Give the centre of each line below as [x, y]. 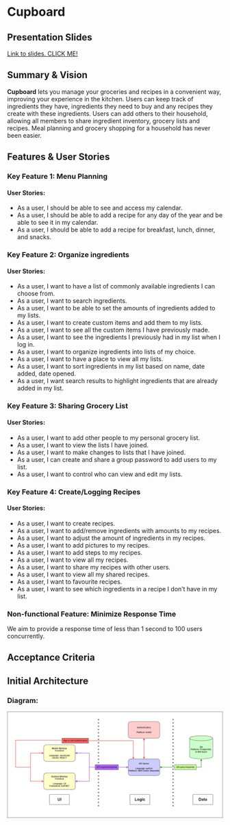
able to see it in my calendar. [57, 223]
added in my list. [40, 389]
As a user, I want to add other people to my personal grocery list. [108, 438]
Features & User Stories [59, 157]
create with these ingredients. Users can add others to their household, [107, 113]
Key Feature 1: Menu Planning [57, 177]
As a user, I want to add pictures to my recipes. [84, 545]
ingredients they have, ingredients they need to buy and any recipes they [110, 106]
